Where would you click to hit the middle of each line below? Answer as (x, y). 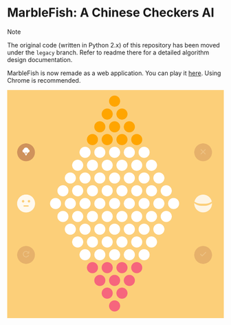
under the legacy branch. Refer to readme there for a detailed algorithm (108, 52)
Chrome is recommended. (44, 80)
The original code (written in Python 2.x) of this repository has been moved (113, 45)
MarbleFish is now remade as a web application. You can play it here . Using (114, 73)
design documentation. (40, 59)
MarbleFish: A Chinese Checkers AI (111, 13)
